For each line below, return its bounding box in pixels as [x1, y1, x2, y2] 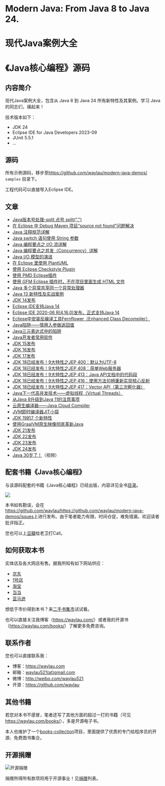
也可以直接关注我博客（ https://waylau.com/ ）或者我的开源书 [5, 616, 129, 622]
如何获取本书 [5, 546, 45, 554]
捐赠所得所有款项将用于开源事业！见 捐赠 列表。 [5, 776, 101, 782]
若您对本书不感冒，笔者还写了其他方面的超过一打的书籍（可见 [5, 712, 131, 718]
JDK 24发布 [12, 446, 37, 452]
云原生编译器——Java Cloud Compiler [12, 403, 90, 408]
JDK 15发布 [12, 341, 36, 346]
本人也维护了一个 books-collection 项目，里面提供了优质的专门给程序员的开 [5, 728, 157, 734]
